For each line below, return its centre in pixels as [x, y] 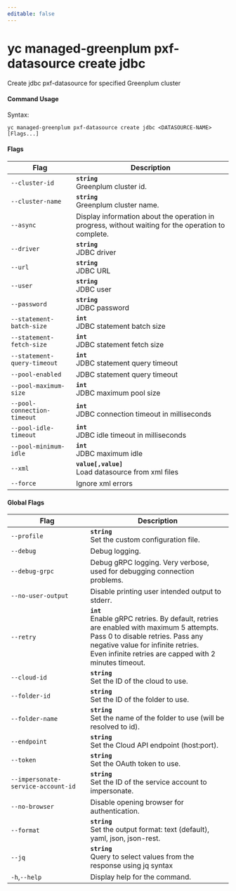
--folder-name [34, 719]
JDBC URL [93, 271]
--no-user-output [40, 596]
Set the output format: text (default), [150, 830]
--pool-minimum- [38, 446]
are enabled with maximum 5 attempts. [155, 627]
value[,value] [99, 464]
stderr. [101, 600]
